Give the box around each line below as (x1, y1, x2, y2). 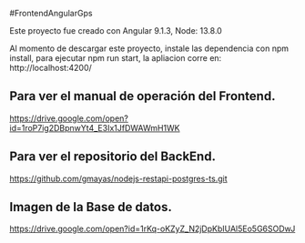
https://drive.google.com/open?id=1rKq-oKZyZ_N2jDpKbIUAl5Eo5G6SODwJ (9, 223, 296, 235)
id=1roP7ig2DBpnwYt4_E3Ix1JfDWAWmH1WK (9, 122, 180, 133)
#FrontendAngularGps (9, 8, 93, 18)
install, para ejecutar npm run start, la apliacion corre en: (9, 53, 222, 63)
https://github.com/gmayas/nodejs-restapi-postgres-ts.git (9, 173, 228, 184)
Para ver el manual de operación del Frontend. (9, 88, 276, 104)
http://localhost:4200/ (9, 63, 93, 73)
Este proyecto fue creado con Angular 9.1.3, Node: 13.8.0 (9, 25, 223, 35)
